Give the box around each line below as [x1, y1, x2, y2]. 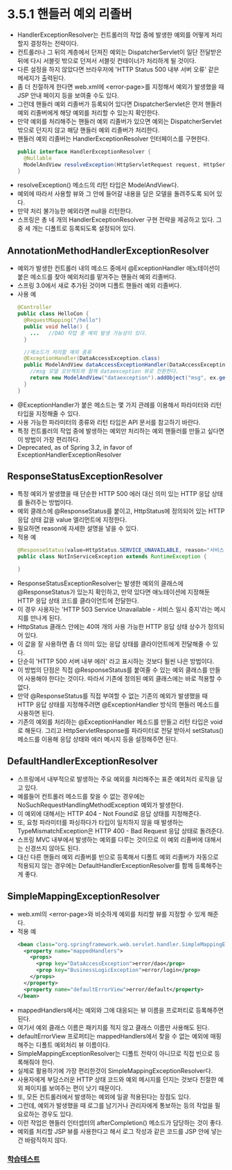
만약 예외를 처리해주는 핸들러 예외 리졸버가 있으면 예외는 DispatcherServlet [17, 117, 222, 125]
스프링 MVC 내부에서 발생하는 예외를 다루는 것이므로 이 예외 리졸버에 [17, 835, 203, 844]
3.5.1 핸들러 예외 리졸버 [7, 6, 133, 22]
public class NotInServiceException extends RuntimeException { [17, 553, 207, 560]
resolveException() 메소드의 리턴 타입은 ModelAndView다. [17, 181, 179, 189]
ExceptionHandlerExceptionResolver [17, 450, 122, 459]
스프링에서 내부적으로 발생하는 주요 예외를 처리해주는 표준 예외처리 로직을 [17, 774, 216, 783]
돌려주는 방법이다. [24, 498, 73, 506]
